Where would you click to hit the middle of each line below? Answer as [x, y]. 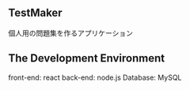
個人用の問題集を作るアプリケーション [70, 33]
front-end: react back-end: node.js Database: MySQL [95, 77]
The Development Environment [86, 58]
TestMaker [35, 13]
